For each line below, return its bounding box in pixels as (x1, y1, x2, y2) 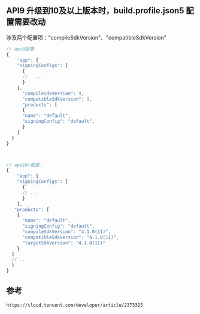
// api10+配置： (6, 162, 44, 168)
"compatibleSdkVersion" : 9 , (22, 96, 93, 102)
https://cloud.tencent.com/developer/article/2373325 (6, 302, 144, 308)
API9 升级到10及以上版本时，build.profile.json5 (6, 5, 184, 16)
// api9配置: (6, 46, 37, 52)
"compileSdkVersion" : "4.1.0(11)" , (22, 229, 111, 235)
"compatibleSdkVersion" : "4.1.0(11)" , (22, 234, 119, 240)
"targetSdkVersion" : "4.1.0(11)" (22, 240, 106, 246)
